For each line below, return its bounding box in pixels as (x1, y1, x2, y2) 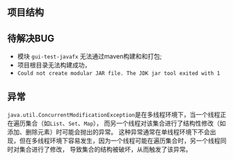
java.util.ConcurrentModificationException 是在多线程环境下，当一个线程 (7, 111, 220, 119)
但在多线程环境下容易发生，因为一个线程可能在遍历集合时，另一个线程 (19, 136, 220, 145)
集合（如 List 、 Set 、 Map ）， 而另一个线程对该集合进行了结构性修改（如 (25, 119, 226, 127)
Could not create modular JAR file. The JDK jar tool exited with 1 (17, 70, 220, 77)
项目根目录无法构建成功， (17, 61, 91, 70)
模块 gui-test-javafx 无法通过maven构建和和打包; (17, 52, 162, 61)
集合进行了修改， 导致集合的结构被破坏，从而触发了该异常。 (19, 145, 192, 154)
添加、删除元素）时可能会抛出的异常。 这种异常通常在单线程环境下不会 (7, 128, 210, 136)
